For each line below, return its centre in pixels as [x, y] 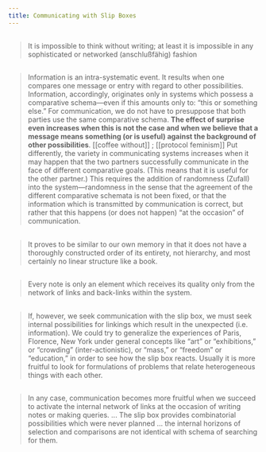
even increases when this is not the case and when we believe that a [143, 128]
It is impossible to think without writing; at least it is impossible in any [141, 46]
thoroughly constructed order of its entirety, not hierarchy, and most [139, 252]
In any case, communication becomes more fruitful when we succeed [142, 398]
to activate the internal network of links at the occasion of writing [134, 406]
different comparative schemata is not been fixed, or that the [127, 196]
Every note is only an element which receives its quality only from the [141, 284]
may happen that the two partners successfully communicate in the [138, 162]
